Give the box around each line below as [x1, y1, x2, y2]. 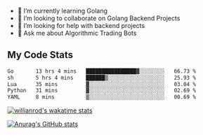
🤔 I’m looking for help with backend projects [17, 22, 145, 29]
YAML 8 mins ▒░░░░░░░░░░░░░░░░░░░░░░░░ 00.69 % [7, 94, 197, 101]
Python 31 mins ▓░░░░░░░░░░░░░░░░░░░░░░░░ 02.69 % [7, 87, 197, 94]
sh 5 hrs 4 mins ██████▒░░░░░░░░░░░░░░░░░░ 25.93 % [7, 74, 197, 81]
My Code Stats [7, 49, 74, 61]
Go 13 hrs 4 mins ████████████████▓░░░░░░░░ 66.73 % [7, 67, 197, 75]
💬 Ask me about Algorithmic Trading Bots [17, 29, 137, 37]
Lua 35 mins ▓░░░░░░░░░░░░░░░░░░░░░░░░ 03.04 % [7, 80, 197, 87]
